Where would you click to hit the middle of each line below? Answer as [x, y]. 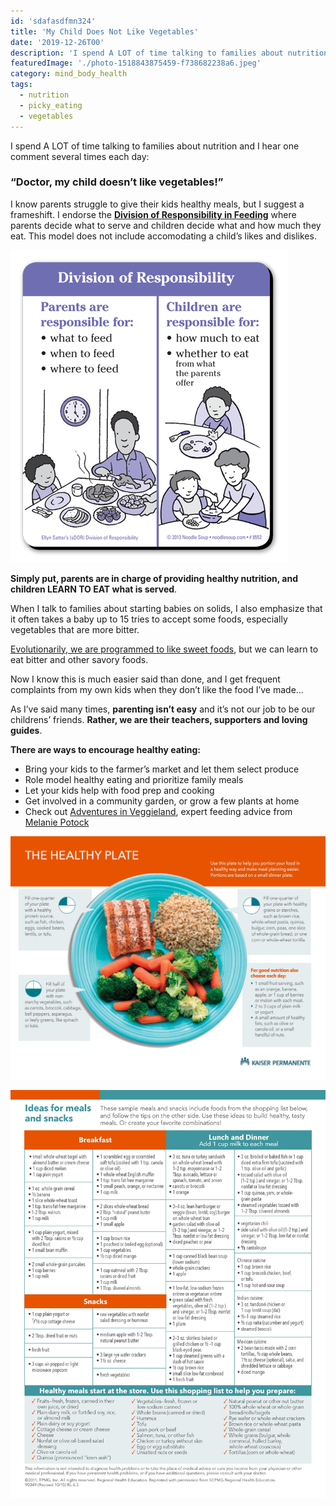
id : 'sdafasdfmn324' [53, 21]
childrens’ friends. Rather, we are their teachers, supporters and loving [159, 719]
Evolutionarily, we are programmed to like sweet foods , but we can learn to [164, 649]
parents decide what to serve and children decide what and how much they [166, 225]
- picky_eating [51, 105]
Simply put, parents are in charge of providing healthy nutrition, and [154, 578]
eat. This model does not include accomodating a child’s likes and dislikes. [163, 236]
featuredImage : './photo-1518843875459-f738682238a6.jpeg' [136, 63]
